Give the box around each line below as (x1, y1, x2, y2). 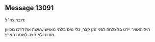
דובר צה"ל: (5, 17, 26, 22)
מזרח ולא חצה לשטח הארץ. (5, 31, 55, 37)
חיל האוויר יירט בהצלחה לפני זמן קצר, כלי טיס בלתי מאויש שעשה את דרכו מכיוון (5, 26, 151, 32)
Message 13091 (5, 4, 54, 12)
